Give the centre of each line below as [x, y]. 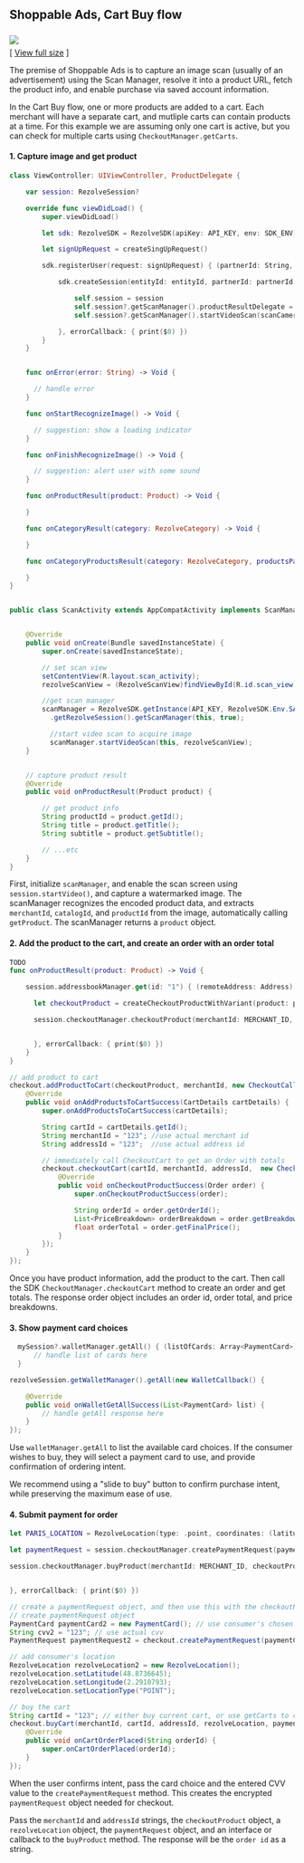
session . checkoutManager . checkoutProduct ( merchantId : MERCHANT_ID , [163, 1020]
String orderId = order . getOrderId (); [147, 1210]
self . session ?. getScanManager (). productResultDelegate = [184, 307]
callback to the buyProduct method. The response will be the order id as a [148, 1839]
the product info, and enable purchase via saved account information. [139, 89]
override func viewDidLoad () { [85, 208]
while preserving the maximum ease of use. [91, 1494]
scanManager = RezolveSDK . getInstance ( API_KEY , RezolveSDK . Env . [166, 710]
